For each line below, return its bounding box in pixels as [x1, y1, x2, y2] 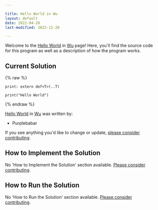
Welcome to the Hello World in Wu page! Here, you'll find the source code [5, 42, 153, 49]
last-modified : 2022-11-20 [5, 25, 60, 30]
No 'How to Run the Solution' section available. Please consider [5, 194, 132, 200]
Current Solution [5, 62, 57, 70]
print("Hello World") [5, 93, 49, 98]
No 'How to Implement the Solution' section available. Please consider [5, 162, 146, 168]
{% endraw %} [5, 101, 35, 107]
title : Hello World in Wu [5, 11, 57, 16]
